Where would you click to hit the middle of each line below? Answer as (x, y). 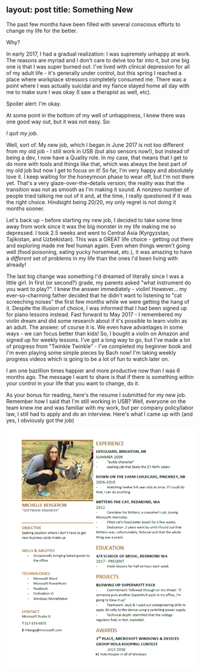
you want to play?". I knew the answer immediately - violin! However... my (96, 289)
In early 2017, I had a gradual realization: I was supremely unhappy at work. (99, 54)
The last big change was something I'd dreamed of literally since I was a (95, 276)
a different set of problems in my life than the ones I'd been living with (92, 258)
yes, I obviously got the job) (40, 420)
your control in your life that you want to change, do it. (73, 383)
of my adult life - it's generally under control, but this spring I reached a (94, 73)
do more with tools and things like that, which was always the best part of (97, 164)
